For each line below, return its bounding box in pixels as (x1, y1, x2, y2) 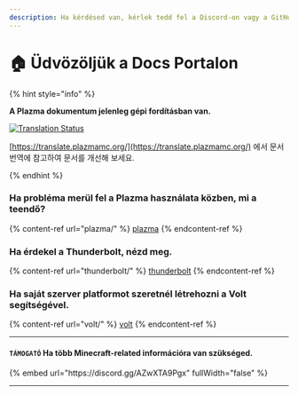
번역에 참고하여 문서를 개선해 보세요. (9, 152, 135, 162)
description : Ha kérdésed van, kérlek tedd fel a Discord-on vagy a (9, 12, 268, 22)
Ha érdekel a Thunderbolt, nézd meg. (9, 245, 173, 257)
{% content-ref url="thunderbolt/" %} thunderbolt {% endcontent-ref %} (9, 265, 275, 276)
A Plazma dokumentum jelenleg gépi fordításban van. (9, 106, 211, 116)
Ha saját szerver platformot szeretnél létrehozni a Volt (9, 288, 247, 300)
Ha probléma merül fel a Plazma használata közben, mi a (9, 192, 257, 204)
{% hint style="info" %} (9, 88, 96, 99)
